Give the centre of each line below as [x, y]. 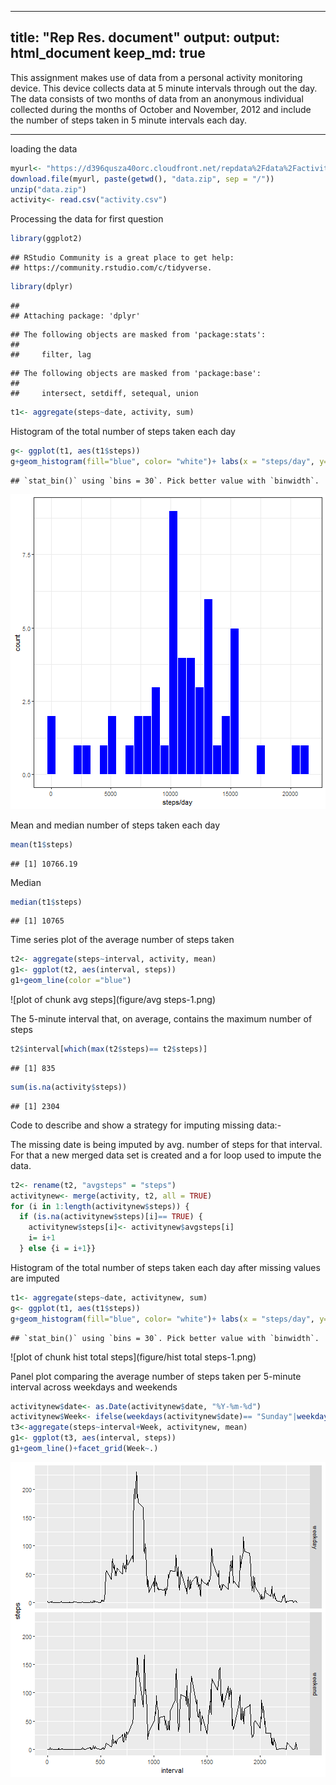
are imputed [35, 1278]
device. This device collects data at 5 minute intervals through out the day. [164, 88]
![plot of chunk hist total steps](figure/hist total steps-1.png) [133, 1357]
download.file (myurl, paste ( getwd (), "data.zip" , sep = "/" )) [142, 179]
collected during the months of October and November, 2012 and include [161, 109]
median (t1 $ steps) [46, 902]
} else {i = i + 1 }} [58, 1249]
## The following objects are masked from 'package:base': [136, 374]
